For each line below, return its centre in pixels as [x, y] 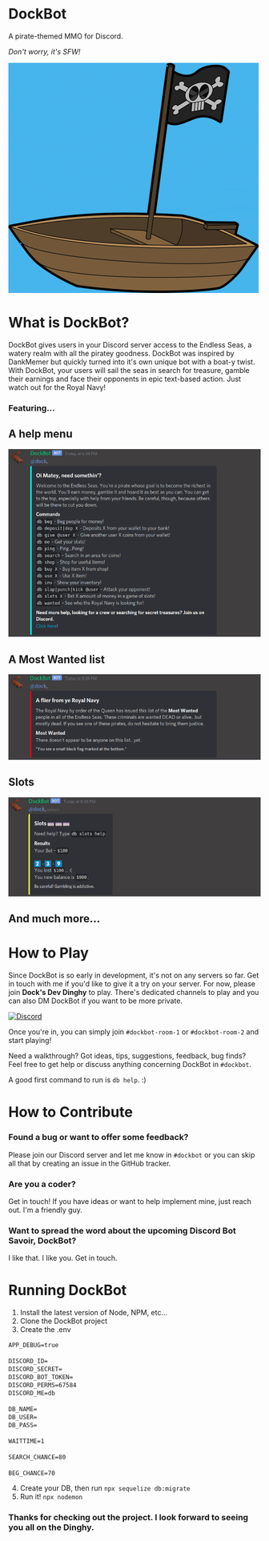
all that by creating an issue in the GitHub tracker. [90, 1163]
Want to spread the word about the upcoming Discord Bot [122, 1230]
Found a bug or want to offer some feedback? [98, 1138]
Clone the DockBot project [64, 1321]
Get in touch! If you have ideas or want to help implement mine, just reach [130, 1201]
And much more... [54, 919]
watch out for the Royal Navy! [57, 387]
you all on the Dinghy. [51, 1527]
